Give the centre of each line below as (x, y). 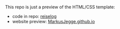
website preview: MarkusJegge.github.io (53, 22)
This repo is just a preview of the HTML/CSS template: (60, 7)
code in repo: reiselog (34, 16)
